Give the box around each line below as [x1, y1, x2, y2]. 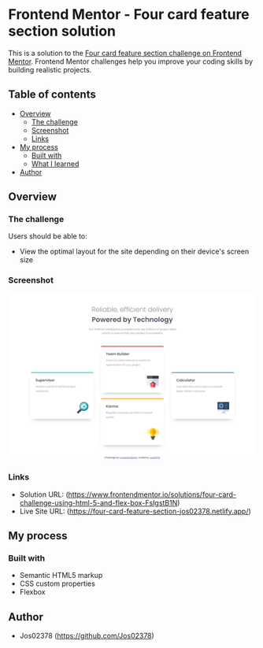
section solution [8, 22, 117, 40]
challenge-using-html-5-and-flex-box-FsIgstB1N [19, 498, 178, 507]
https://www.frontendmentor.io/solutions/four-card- [68, 490, 237, 499]
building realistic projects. [8, 65, 92, 74]
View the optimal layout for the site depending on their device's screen [19, 246, 250, 257]
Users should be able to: [8, 231, 88, 241]
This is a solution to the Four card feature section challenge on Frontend [8, 48, 243, 57]
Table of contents [8, 88, 96, 102]
